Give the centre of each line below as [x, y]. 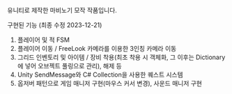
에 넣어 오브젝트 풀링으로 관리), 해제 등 [69, 66]
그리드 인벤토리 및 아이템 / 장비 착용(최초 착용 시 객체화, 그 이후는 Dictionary [121, 57]
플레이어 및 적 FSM [43, 40]
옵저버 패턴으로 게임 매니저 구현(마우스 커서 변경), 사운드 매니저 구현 [109, 83]
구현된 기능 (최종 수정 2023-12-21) [55, 25]
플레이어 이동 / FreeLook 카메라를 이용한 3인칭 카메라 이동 [97, 48]
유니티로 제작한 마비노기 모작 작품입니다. [62, 10]
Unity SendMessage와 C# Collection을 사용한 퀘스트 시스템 [100, 75]
